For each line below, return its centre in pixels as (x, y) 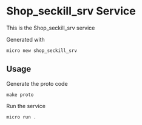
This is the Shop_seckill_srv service (51, 28)
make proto (20, 95)
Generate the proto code (37, 83)
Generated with (25, 39)
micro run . (21, 117)
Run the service (26, 106)
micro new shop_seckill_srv (42, 50)
